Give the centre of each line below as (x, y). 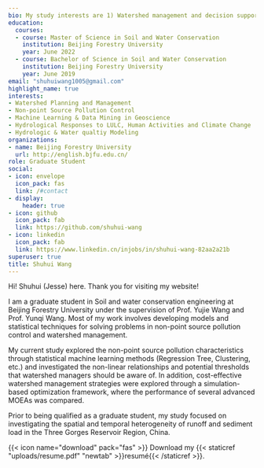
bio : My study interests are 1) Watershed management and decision (121, 15)
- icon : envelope (37, 177)
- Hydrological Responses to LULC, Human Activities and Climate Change (130, 125)
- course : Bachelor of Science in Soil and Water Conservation (121, 60)
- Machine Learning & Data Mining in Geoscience (89, 118)
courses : (29, 30)
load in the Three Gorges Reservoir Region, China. (89, 433)
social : (21, 169)
